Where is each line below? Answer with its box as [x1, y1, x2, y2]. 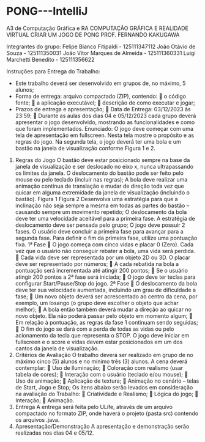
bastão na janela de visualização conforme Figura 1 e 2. [15, 144, 156, 152]
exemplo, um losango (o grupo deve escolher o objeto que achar [15, 299, 179, 306]
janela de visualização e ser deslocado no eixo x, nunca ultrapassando [15, 163, 194, 170]
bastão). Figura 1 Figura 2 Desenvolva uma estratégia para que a [15, 195, 179, 202]
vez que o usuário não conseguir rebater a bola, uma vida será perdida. [15, 247, 196, 254]
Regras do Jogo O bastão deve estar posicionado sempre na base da [15, 156, 190, 163]
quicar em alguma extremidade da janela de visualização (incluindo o [15, 188, 190, 196]
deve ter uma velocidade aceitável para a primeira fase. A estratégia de [15, 215, 195, 222]
